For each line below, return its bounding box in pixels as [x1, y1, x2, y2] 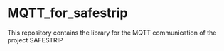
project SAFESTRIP [7, 35, 64, 44]
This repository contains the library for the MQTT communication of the [7, 28, 217, 37]
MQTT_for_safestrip [7, 5, 128, 21]
